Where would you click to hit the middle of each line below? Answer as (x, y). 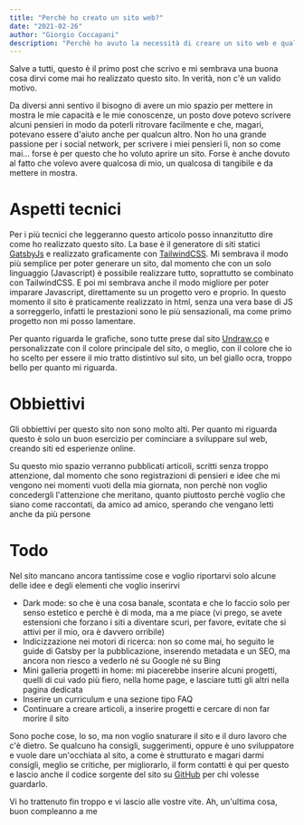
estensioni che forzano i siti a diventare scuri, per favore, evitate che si (154, 622)
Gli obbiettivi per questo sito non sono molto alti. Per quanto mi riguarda (143, 429)
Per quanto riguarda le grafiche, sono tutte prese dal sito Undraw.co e (139, 339)
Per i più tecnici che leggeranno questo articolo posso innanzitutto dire (141, 235)
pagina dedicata (52, 690)
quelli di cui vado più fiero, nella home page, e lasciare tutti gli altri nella (156, 680)
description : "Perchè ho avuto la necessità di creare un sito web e (143, 43)
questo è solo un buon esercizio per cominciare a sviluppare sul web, (139, 439)
